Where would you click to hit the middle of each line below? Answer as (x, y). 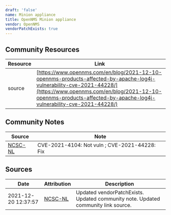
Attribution (58, 183)
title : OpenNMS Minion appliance (41, 19)
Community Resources (42, 50)
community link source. (104, 205)
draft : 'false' (21, 10)
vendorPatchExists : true (32, 29)
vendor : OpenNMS (22, 24)
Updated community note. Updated (118, 199)
